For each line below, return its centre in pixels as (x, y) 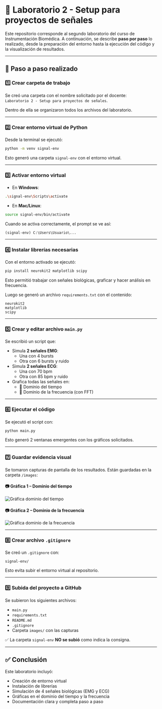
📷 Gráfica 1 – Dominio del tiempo (39, 486)
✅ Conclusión (26, 660)
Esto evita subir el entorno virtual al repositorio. (52, 570)
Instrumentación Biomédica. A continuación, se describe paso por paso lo (79, 39)
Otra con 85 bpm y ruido (44, 377)
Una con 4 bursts (36, 356)
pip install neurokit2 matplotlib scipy (46, 271)
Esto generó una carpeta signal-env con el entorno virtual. (63, 158)
